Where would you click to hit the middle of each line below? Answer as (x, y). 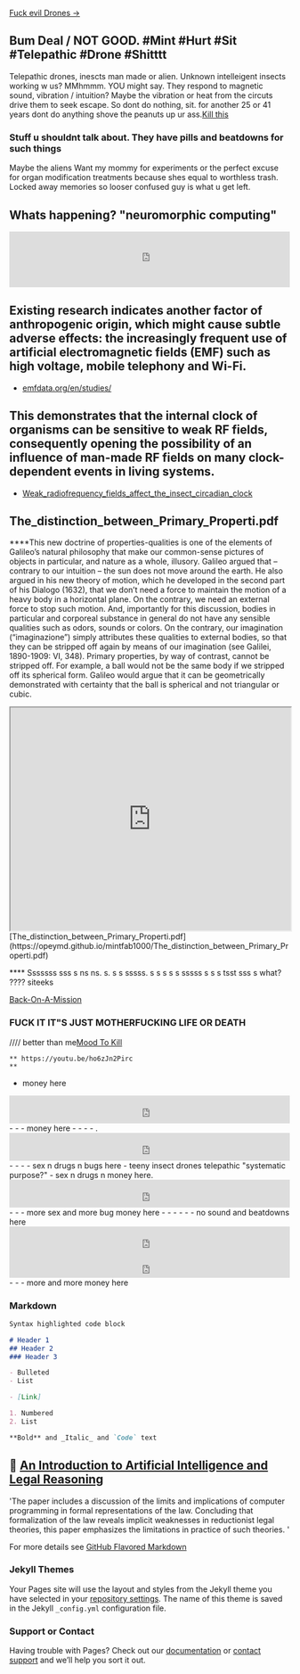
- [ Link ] (25, 1398)
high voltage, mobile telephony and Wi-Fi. (128, 366)
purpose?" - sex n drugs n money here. (81, 1175)
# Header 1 (29, 1340)
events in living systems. (145, 472)
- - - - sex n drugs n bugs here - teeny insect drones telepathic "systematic (148, 1165)
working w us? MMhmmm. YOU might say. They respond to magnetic (137, 86)
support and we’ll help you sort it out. (77, 1660)
